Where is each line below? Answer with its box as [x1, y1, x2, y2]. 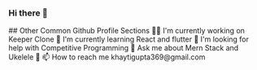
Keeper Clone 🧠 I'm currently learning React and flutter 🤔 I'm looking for [8, 34, 250, 44]
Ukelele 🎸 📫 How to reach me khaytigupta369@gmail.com [8, 52, 206, 62]
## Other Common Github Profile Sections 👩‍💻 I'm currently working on [8, 26, 246, 36]
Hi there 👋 [8, 7, 49, 19]
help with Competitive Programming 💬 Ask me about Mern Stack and [8, 43, 239, 53]
